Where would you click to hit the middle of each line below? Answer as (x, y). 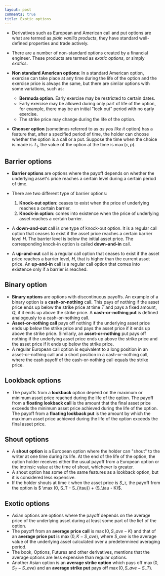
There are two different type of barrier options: (59, 193)
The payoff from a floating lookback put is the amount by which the (81, 413)
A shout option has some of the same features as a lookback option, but (85, 472)
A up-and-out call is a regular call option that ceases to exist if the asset (85, 253)
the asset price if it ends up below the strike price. (63, 344)
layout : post (18, 10)
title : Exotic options (28, 19)
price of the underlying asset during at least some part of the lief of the (84, 521)
